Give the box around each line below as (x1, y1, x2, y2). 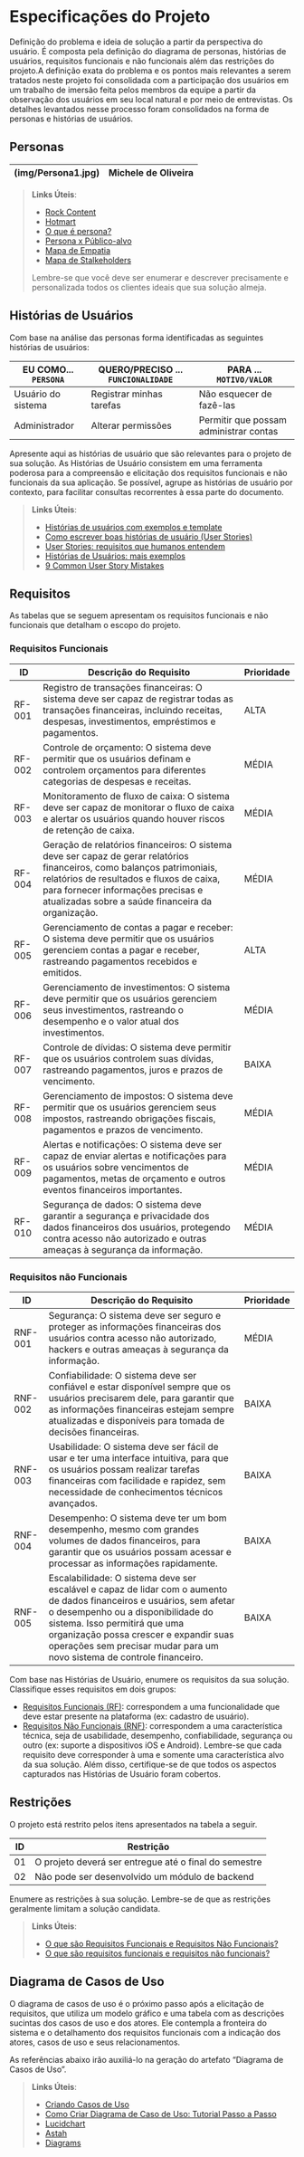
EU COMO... (22, 363, 74, 376)
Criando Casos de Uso (44, 2098, 129, 2110)
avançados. (48, 1496, 98, 1509)
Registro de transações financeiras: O (42, 681, 203, 693)
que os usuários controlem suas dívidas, (42, 1052, 214, 1064)
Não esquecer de (198, 387, 273, 400)
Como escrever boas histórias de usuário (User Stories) (44, 531, 253, 542)
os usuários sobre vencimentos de (42, 1160, 189, 1173)
